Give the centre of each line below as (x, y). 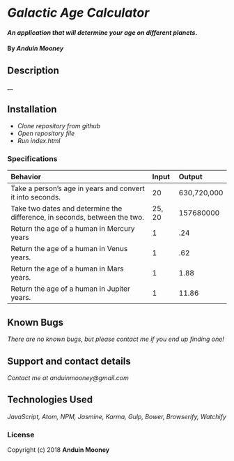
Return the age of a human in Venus (69, 249)
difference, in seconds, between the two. (78, 218)
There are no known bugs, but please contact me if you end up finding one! (116, 339)
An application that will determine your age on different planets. (102, 32)
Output (191, 177)
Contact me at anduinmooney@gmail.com (68, 377)
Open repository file (46, 133)
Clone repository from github (59, 126)
